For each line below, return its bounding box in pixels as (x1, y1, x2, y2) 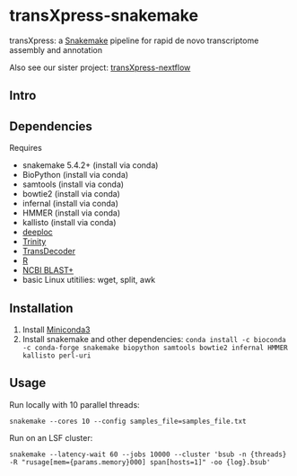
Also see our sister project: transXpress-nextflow (9, 62, 191, 73)
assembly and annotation (9, 44, 103, 55)
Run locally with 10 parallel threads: (9, 399, 141, 410)
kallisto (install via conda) (22, 217, 117, 228)
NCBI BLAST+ (22, 265, 74, 276)
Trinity (22, 236, 47, 247)
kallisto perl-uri (22, 351, 92, 360)
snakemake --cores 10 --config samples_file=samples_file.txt (9, 417, 247, 426)
